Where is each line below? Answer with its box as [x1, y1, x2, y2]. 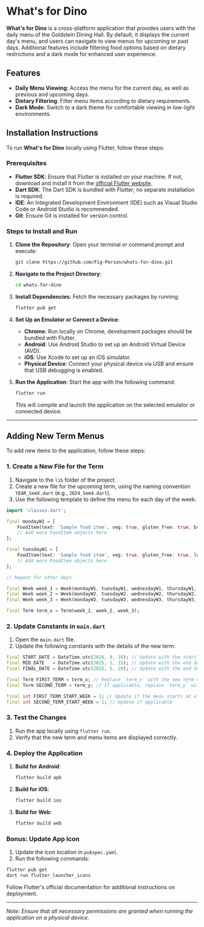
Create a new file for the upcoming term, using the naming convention [15, 483, 191, 490]
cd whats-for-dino [15, 282, 62, 288]
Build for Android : [15, 763, 61, 770]
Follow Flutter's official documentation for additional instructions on [6, 883, 175, 890]
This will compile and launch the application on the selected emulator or [15, 401, 195, 408]
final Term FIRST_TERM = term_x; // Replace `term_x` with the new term [6, 677, 194, 683]
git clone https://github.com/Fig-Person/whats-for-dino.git [15, 259, 174, 266]
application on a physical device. [6, 914, 89, 921]
